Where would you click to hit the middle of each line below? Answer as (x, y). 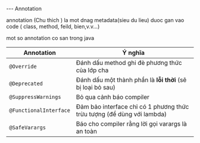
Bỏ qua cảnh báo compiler (113, 97)
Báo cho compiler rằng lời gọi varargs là (132, 124)
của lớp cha (92, 70)
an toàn (86, 131)
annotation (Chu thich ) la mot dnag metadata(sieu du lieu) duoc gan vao (95, 20)
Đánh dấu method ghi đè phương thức (129, 63)
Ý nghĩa (133, 53)
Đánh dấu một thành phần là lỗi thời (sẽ (131, 80)
